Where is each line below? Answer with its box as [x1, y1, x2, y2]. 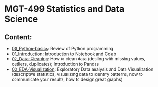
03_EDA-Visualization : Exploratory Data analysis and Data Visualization [11, 66, 154, 72]
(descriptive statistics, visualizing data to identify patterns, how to [11, 72, 143, 77]
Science [4, 14, 38, 25]
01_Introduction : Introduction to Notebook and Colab [11, 51, 117, 57]
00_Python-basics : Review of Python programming [11, 46, 114, 51]
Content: [4, 33, 32, 41]
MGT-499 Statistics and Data [4, 3, 125, 14]
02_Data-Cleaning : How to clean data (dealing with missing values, [11, 56, 146, 61]
